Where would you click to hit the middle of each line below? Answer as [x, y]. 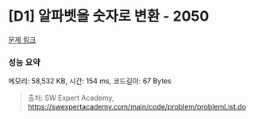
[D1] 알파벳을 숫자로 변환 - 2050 [109, 16]
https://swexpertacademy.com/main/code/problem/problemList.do [137, 107]
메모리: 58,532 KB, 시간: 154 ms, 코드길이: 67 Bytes [90, 81]
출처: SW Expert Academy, [71, 98]
